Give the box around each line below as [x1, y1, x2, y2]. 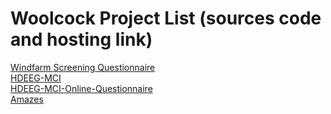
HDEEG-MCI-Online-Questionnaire [10, 82, 153, 94]
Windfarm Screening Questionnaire [10, 61, 156, 73]
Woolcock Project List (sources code [10, 7, 322, 30]
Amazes [10, 93, 44, 105]
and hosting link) [10, 28, 153, 51]
